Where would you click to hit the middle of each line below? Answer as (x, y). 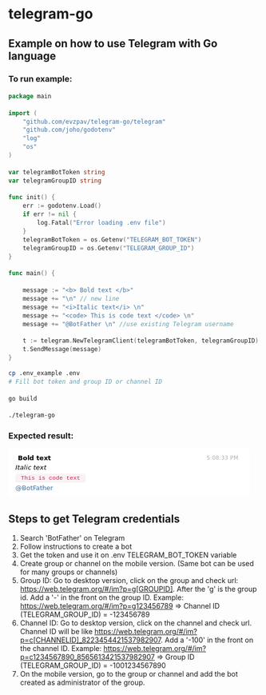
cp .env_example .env (44, 373)
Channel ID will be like (56, 632)
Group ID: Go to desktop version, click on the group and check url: (129, 581)
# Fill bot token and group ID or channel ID (85, 381)
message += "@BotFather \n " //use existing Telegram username (128, 324)
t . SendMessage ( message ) (62, 349)
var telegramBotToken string (57, 172)
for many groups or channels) (69, 572)
